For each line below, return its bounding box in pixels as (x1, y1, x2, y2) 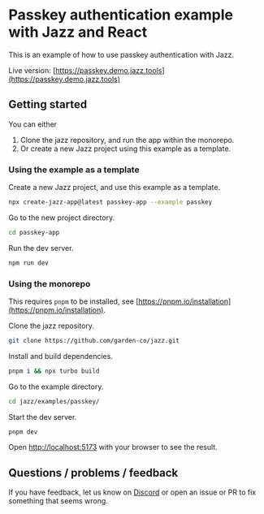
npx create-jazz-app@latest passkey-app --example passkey (8, 198, 213, 206)
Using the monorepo (8, 278, 91, 289)
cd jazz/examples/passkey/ (8, 397, 100, 405)
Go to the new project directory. (8, 213, 115, 222)
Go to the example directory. (8, 382, 104, 391)
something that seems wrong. (8, 496, 108, 506)
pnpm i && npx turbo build (8, 367, 100, 375)
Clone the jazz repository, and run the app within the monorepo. (19, 135, 235, 145)
